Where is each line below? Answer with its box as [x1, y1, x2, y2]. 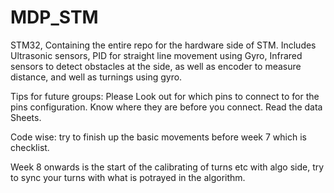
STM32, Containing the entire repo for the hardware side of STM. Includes [10, 39, 317, 51]
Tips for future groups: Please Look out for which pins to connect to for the [10, 90, 320, 102]
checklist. [10, 141, 50, 153]
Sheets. [10, 111, 42, 123]
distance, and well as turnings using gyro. [10, 71, 183, 83]
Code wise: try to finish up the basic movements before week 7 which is [10, 131, 307, 143]
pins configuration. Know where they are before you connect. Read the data [10, 101, 323, 113]
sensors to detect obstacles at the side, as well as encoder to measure [10, 60, 302, 72]
